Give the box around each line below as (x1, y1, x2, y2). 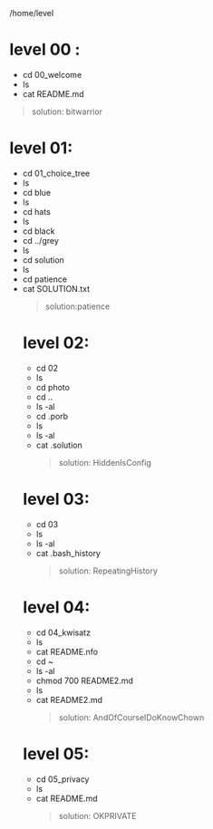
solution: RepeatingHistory (58, 565, 159, 576)
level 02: (22, 333, 90, 353)
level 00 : (9, 40, 81, 60)
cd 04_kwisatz (35, 627, 91, 638)
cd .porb (35, 410, 69, 421)
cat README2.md (35, 694, 102, 705)
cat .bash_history (35, 547, 102, 558)
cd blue (22, 187, 52, 198)
